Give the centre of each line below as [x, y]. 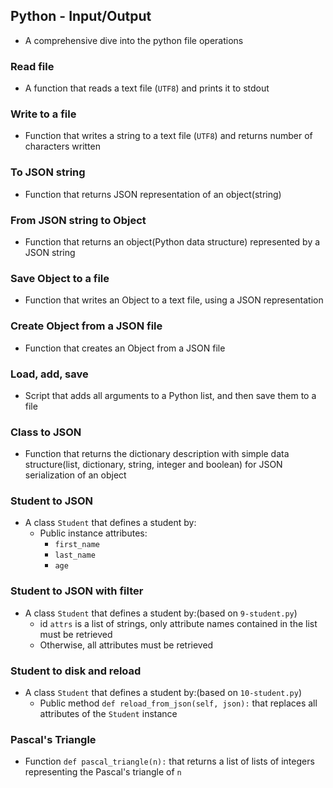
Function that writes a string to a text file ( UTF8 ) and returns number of [168, 136]
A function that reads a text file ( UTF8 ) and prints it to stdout [147, 88]
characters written [62, 146]
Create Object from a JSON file [86, 326]
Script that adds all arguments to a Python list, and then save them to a [170, 395]
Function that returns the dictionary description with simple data [157, 454]
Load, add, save [49, 374]
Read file [32, 66]
